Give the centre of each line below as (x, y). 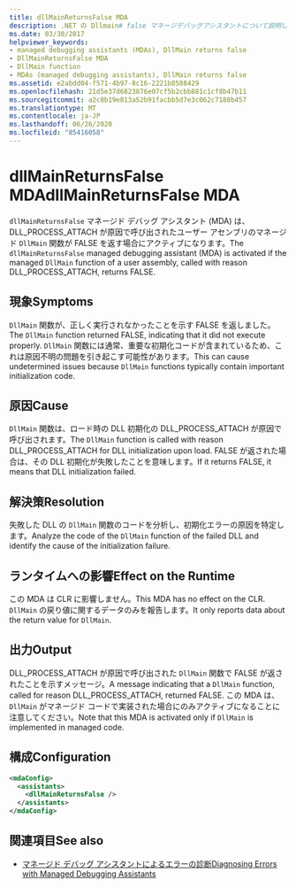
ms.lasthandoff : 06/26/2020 (61, 125)
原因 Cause (39, 406)
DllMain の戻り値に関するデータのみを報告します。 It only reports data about (147, 610)
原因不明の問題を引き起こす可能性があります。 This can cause (137, 356)
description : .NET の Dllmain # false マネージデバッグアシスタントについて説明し (148, 26)
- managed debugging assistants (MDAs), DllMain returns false (128, 50)
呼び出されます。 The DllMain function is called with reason (116, 440)
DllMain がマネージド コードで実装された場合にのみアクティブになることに (145, 706)
